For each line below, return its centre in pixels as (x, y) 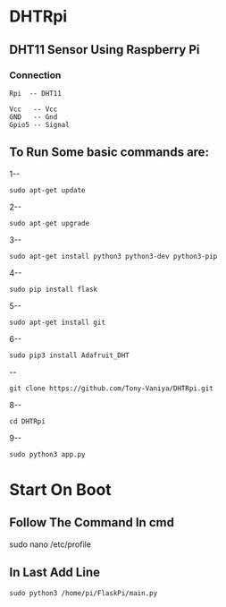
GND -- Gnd (33, 117)
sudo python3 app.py (48, 454)
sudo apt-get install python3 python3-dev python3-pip (113, 256)
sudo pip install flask (54, 289)
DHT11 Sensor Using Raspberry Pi (105, 50)
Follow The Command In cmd (92, 522)
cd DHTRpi (28, 421)
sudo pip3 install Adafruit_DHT (69, 355)
